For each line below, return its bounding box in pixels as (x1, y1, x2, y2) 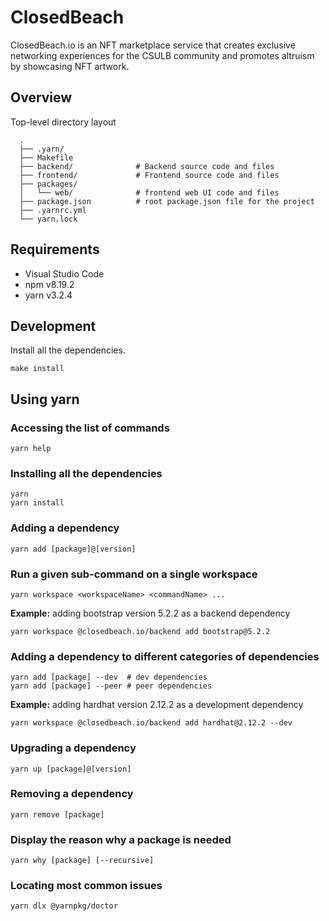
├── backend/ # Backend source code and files (19, 161, 275, 171)
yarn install (10, 498, 65, 508)
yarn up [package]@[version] (10, 764, 132, 774)
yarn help (10, 444, 52, 454)
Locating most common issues (10, 879, 163, 893)
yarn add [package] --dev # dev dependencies (10, 672, 208, 683)
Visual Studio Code (24, 267, 105, 280)
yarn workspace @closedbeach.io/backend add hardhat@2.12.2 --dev (10, 718, 293, 728)
